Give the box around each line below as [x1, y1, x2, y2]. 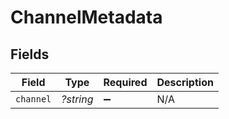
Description [156, 76, 214, 89]
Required [103, 76, 148, 89]
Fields [10, 46, 50, 63]
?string [61, 92, 94, 106]
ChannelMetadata [10, 6, 163, 29]
